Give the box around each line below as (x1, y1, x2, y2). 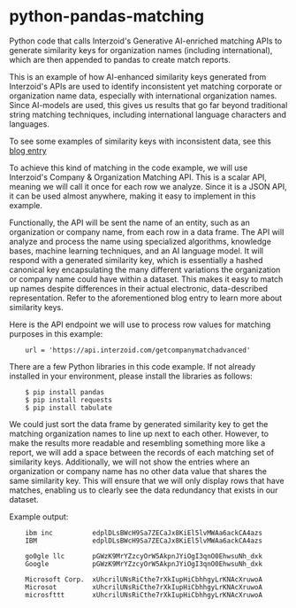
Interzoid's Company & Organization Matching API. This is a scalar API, (9, 171, 268, 183)
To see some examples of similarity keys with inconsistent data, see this (9, 136, 271, 146)
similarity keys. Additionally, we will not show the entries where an (9, 456, 250, 467)
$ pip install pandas (25, 387, 104, 396)
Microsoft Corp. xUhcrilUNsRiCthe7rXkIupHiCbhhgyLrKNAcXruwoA (25, 574, 263, 584)
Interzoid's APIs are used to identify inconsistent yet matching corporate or (9, 81, 283, 91)
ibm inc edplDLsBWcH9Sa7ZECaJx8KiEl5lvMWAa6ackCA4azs (25, 528, 263, 537)
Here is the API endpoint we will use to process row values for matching (9, 319, 271, 330)
